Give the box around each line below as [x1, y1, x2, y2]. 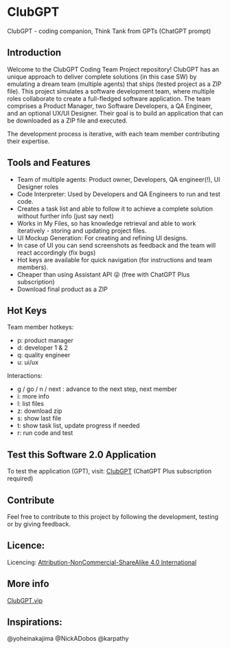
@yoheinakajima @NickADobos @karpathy [7, 635, 129, 643]
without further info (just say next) [16, 211, 115, 220]
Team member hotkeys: [7, 323, 74, 331]
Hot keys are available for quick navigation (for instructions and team [16, 255, 213, 264]
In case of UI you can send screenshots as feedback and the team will [16, 241, 216, 249]
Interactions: [7, 372, 43, 380]
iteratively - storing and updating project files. [16, 226, 147, 235]
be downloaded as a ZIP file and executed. [7, 116, 128, 125]
